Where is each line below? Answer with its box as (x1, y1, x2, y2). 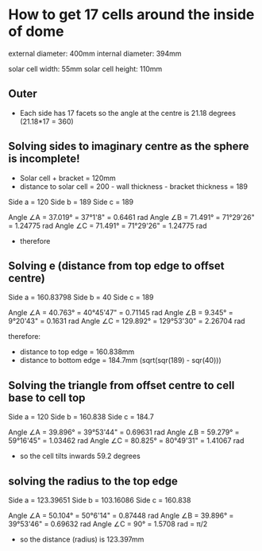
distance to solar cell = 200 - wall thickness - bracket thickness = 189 (19, 181, 249, 191)
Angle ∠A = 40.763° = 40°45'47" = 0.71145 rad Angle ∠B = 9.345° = (8, 308, 233, 318)
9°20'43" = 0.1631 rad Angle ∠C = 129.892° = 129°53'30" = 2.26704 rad (8, 316, 245, 326)
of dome (8, 22, 64, 40)
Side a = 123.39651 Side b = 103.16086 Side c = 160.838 (8, 495, 191, 505)
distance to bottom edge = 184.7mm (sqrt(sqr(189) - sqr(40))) (19, 356, 222, 365)
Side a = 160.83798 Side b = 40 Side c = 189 (8, 292, 154, 302)
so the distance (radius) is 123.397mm (19, 534, 144, 544)
